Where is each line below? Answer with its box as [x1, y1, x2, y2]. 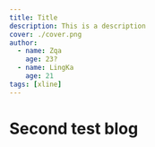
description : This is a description [9, 22, 146, 30]
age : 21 [25, 72, 54, 81]
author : [9, 38, 39, 48]
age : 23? [25, 55, 58, 64]
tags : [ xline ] [9, 80, 63, 89]
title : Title [9, 13, 58, 22]
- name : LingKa [17, 64, 74, 73]
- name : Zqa [17, 47, 63, 56]
